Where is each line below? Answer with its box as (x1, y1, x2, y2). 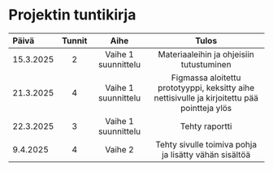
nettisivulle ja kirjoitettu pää (154, 92, 258, 103)
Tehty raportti (180, 120, 232, 131)
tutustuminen (180, 58, 232, 70)
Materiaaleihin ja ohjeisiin (158, 49, 254, 60)
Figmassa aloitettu (171, 71, 241, 83)
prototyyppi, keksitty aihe (158, 82, 255, 93)
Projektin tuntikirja (8, 6, 136, 24)
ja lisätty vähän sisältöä (161, 148, 251, 160)
